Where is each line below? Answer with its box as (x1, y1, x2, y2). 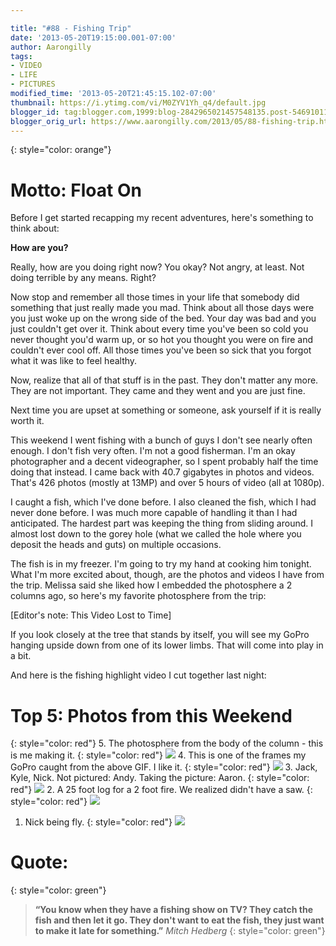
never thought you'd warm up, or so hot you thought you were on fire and (10, 334, 313, 346)
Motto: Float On (10, 179, 142, 201)
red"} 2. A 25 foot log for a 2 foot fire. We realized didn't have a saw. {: (10, 784, 313, 796)
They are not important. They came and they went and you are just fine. (10, 385, 306, 397)
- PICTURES (10, 79, 56, 90)
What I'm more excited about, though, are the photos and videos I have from (10, 569, 325, 581)
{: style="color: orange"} (10, 144, 112, 156)
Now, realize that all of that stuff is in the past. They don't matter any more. (10, 374, 319, 386)
